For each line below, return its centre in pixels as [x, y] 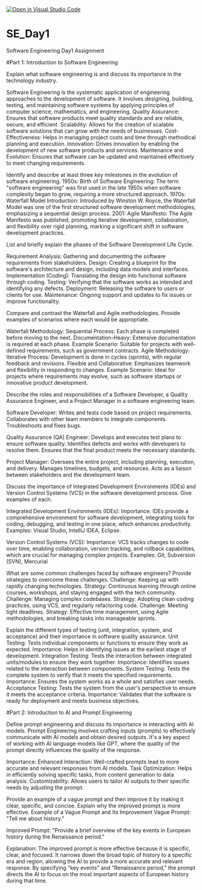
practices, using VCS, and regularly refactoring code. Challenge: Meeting [97, 605]
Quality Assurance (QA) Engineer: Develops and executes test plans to [94, 437]
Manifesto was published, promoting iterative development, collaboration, [98, 220]
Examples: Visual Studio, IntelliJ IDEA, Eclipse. [64, 530]
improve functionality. [33, 301]
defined [16, 350]
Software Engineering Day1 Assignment [55, 50]
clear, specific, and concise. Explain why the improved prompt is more [93, 805]
